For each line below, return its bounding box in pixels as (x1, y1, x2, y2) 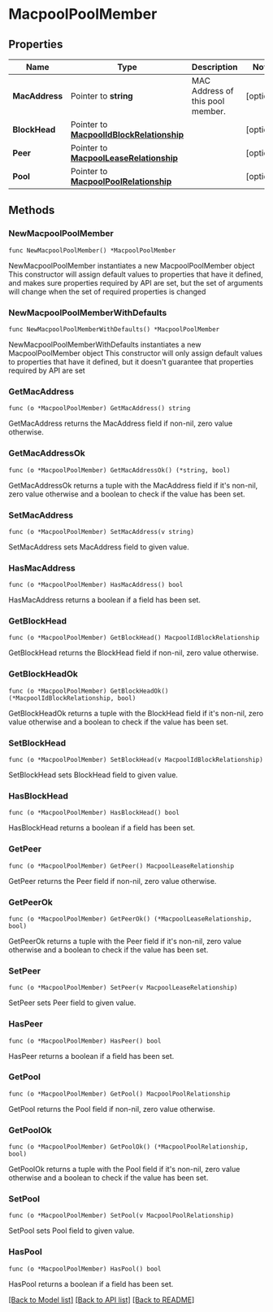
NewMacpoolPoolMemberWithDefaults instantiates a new (8, 339, 201, 349)
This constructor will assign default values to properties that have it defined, (8, 269, 264, 279)
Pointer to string (70, 90, 133, 102)
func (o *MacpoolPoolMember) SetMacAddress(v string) (8, 527, 195, 536)
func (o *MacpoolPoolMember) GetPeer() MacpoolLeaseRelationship (8, 862, 234, 870)
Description (191, 62, 238, 72)
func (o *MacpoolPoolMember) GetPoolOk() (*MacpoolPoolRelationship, (8, 1143, 249, 1152)
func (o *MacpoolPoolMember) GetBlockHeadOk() (8, 687, 169, 695)
